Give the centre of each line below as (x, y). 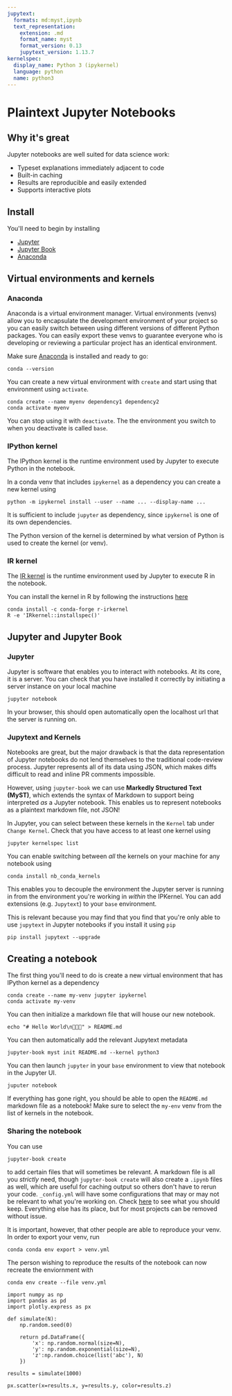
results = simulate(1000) (44, 1373)
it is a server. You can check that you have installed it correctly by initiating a (116, 679)
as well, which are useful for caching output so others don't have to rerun (112, 1187)
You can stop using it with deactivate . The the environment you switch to (111, 421)
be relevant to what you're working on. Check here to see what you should (114, 1201)
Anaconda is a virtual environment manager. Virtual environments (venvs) (112, 313)
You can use (25, 1146)
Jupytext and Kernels (44, 738)
